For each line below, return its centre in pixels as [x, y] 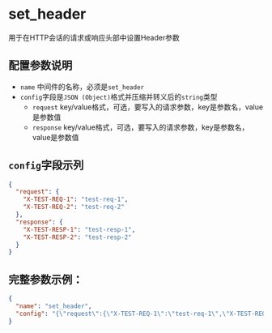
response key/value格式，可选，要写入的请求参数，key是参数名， [140, 127]
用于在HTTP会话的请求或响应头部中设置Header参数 [94, 37]
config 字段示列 [46, 166]
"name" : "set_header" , [54, 306]
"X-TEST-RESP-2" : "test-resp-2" [77, 237]
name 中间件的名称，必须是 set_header [82, 87]
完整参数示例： [46, 279]
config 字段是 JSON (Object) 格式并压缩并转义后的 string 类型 [119, 96]
